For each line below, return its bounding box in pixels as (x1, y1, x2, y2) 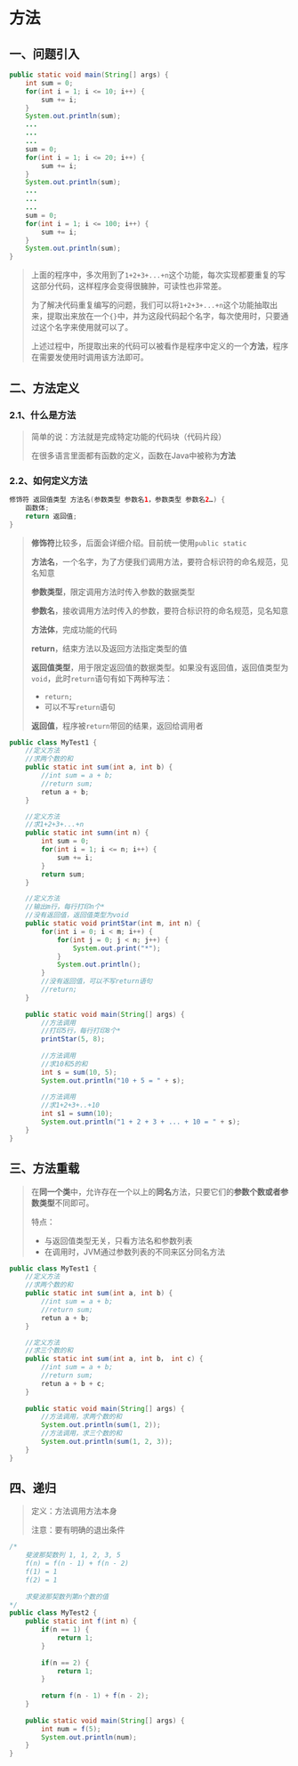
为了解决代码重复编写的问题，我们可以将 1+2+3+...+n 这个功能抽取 (30, 300, 270, 310)
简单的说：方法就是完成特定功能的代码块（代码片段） (30, 431, 227, 441)
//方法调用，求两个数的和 (41, 1412, 123, 1422)
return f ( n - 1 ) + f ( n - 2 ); (41, 1691, 149, 1700)
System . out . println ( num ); (41, 1732, 138, 1742)
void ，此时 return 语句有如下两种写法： (30, 673, 173, 683)
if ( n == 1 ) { (41, 1625, 90, 1634)
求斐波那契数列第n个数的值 (25, 1592, 109, 1601)
